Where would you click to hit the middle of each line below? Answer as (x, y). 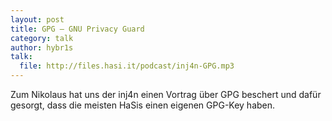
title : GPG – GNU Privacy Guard (77, 29)
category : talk (42, 38)
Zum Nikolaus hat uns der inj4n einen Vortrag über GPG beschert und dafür (166, 94)
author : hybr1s (42, 47)
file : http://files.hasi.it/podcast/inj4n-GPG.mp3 (127, 66)
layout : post (37, 19)
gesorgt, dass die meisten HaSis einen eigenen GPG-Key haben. (143, 105)
